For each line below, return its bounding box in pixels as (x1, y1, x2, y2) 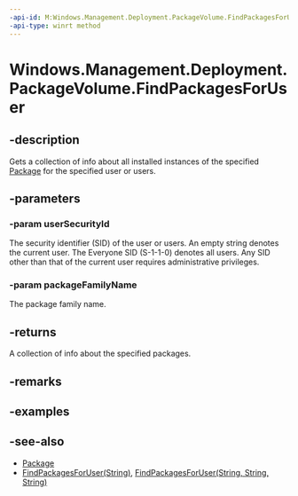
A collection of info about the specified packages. (9, 348, 192, 359)
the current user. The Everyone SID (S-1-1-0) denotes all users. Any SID (9, 248, 271, 258)
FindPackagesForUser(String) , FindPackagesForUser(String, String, (21, 467, 269, 477)
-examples (9, 405, 70, 420)
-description (9, 132, 80, 147)
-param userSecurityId (9, 217, 110, 230)
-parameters (9, 191, 81, 206)
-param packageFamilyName (9, 279, 137, 291)
